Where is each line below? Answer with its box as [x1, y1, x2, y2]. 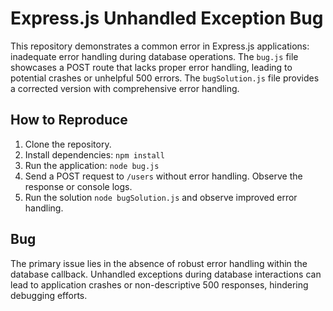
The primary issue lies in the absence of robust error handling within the [10, 257, 308, 269]
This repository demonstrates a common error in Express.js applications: [10, 40, 310, 52]
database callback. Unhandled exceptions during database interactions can [10, 268, 322, 280]
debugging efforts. [10, 289, 88, 301]
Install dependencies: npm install [24, 148, 165, 161]
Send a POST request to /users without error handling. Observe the [24, 170, 303, 182]
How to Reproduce [10, 112, 128, 129]
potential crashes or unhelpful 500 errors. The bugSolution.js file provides [10, 72, 320, 84]
